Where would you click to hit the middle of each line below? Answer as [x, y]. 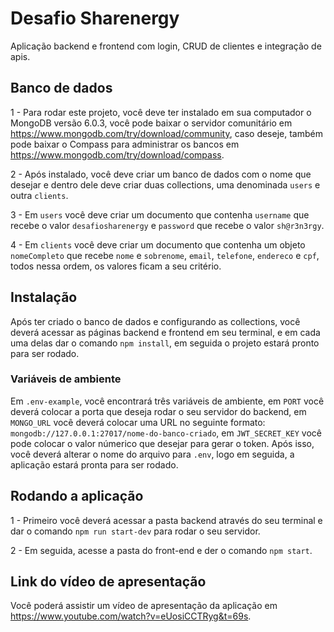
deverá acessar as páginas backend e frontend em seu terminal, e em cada [165, 332]
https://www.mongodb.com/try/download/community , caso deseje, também [166, 133]
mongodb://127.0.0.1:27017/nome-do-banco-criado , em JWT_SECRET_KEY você [166, 433]
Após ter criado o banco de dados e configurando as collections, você [155, 321]
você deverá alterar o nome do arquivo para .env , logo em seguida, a [152, 454]
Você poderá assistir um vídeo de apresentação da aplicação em [144, 606]
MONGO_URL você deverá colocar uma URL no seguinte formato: [138, 422]
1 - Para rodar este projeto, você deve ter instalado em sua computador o [161, 112]
